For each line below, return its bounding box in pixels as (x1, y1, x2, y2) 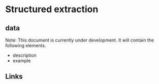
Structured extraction (5, 4, 99, 15)
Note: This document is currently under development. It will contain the (5, 37, 154, 43)
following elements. (5, 43, 47, 49)
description (12, 52, 37, 58)
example (12, 58, 31, 64)
